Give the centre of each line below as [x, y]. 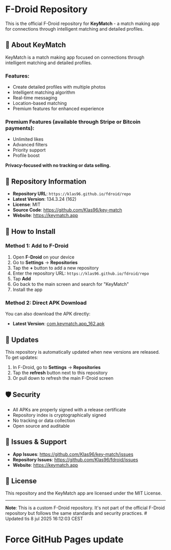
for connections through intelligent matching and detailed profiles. [75, 29]
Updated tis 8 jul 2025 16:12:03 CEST [44, 519]
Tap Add [22, 278]
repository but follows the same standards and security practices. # [76, 513]
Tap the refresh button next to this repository [60, 373]
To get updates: [22, 357]
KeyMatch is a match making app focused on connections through [75, 57]
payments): [20, 128]
